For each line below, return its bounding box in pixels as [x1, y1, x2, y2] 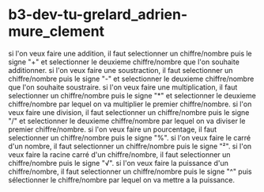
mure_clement [8, 22, 105, 40]
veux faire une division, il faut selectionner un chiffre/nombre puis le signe [8, 107, 250, 117]
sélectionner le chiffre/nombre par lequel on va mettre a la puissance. [8, 175, 236, 184]
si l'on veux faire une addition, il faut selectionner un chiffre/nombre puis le [8, 48, 253, 58]
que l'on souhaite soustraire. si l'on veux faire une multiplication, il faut [8, 82, 238, 92]
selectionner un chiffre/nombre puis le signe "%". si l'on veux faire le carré [8, 132, 251, 142]
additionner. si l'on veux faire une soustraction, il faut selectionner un [8, 65, 233, 75]
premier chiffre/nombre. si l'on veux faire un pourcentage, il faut [8, 125, 217, 134]
